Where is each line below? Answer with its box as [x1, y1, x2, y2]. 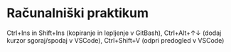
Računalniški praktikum [6, 5, 149, 21]
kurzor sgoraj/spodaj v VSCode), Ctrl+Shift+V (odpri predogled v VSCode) [6, 36, 225, 44]
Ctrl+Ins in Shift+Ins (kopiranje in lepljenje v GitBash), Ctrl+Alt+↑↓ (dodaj [6, 28, 222, 37]
